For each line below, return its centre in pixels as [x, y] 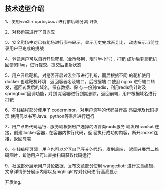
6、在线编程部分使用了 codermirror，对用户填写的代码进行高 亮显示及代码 [80, 110]
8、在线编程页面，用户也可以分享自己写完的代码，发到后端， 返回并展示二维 [82, 149]
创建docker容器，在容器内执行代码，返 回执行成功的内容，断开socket [84, 132]
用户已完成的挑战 [26, 48]
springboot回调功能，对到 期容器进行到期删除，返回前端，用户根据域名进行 [81, 93]
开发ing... [14, 182]
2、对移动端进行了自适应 [30, 32]
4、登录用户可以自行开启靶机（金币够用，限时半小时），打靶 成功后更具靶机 [81, 59]
